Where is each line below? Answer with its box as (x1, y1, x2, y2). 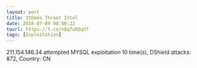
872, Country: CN (6, 55, 51, 62)
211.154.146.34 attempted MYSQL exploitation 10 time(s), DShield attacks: (6, 48, 191, 56)
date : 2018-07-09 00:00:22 (6, 20, 75, 26)
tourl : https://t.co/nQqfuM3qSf (6, 26, 89, 32)
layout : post (6, 9, 40, 15)
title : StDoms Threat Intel (6, 15, 79, 21)
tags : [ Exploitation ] (6, 32, 62, 38)
